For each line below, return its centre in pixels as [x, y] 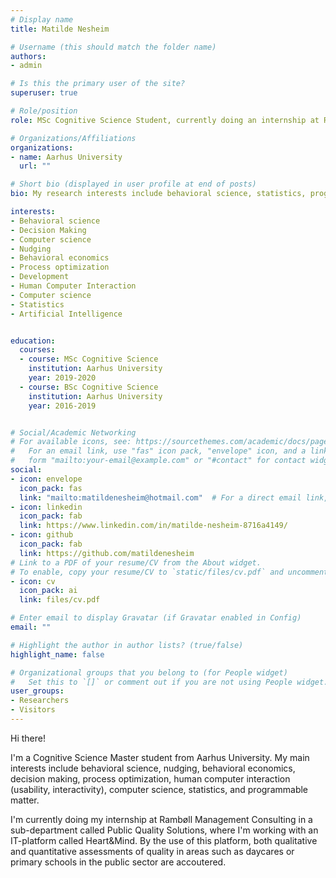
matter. [25, 800]
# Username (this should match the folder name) [113, 47]
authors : [28, 56]
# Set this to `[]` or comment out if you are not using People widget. [169, 682]
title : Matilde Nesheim [60, 29]
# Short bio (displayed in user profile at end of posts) [133, 184]
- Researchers [40, 701]
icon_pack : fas [51, 488]
